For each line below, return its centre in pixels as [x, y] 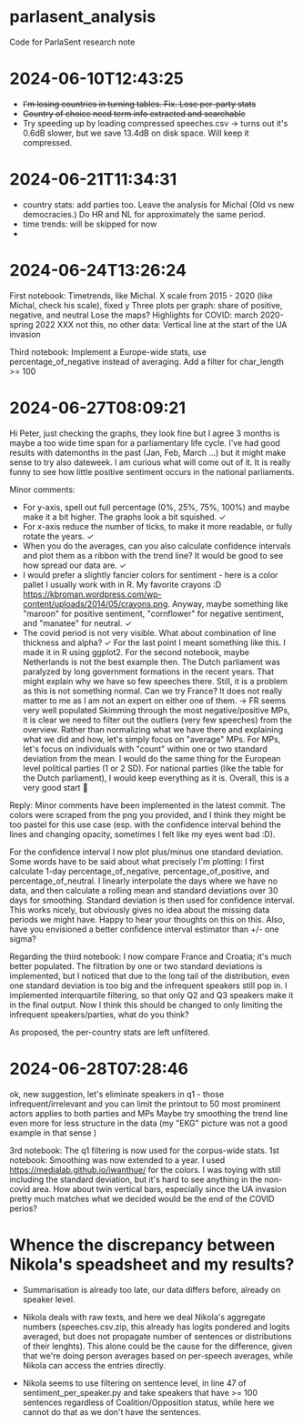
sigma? [23, 938]
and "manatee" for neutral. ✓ [77, 623]
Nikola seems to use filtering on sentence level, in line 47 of [134, 1383]
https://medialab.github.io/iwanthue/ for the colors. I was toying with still [145, 1169]
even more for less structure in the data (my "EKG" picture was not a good [149, 1123]
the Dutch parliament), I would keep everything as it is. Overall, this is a [156, 778]
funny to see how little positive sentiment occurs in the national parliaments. [152, 471]
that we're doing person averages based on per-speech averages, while [158, 1355]
